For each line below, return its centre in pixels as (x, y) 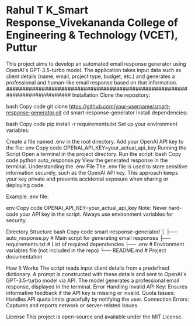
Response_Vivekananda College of (92, 23)
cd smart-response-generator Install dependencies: (125, 113)
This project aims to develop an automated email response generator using (96, 64)
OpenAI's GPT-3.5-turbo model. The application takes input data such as (94, 70)
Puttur (22, 48)
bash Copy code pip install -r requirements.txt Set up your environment (92, 124)
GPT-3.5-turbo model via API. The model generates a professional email (93, 280)
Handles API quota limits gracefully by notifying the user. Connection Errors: (98, 299)
